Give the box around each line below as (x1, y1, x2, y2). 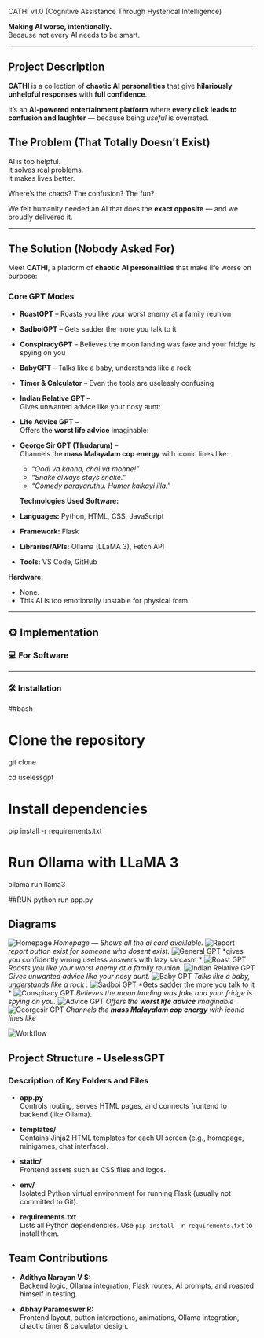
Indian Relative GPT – (19, 393, 91, 403)
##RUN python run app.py (8, 895, 93, 904)
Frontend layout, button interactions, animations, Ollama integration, (19, 1312, 240, 1322)
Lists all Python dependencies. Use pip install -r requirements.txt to (19, 1221, 253, 1230)
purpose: (8, 271, 38, 281)
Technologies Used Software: (19, 496, 119, 505)
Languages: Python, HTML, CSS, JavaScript (19, 511, 164, 521)
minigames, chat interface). (19, 1142, 108, 1151)
